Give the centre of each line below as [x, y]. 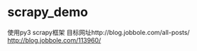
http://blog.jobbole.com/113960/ [54, 40]
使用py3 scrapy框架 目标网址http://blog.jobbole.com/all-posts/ [98, 32]
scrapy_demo [48, 12]
